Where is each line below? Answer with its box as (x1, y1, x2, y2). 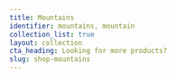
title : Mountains (9, 13, 75, 22)
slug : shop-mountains (9, 55, 91, 64)
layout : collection (9, 38, 83, 48)
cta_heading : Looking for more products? (9, 47, 168, 56)
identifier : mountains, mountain (9, 22, 135, 30)
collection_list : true (9, 30, 95, 39)
